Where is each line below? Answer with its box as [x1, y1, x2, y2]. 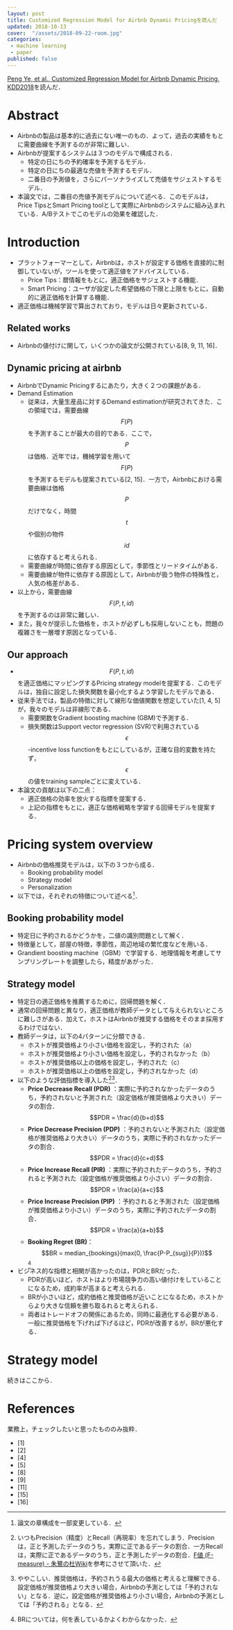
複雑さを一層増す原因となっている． [17, 628, 121, 637]
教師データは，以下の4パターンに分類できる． [17, 1032, 149, 1041]
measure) [17, 1559, 45, 1567]
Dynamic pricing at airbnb [7, 362, 122, 374]
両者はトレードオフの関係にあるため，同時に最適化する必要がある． [27, 1310, 222, 1318]
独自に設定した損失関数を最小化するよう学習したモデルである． [35, 687, 218, 696]
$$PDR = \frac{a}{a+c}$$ [89, 1185, 164, 1193]
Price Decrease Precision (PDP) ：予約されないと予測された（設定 [27, 1125, 220, 1133]
